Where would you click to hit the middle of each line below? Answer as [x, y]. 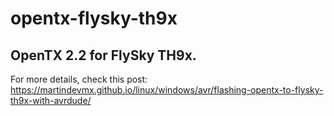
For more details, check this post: [79, 79]
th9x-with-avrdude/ [51, 100]
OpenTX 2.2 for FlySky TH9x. [103, 55]
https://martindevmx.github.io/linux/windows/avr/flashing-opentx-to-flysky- [167, 90]
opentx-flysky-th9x [94, 18]
